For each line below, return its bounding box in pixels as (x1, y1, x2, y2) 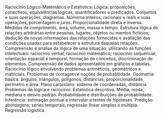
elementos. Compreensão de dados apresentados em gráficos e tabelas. (5, 61, 151, 67)
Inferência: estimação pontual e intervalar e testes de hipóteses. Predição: (5, 97, 154, 102)
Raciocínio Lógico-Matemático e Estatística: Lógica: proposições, (5, 4, 136, 10)
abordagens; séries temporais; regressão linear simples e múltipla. (5, 102, 139, 108)
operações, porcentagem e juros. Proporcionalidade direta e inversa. (5, 19, 143, 25)
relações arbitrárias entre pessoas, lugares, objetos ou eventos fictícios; (5, 30, 150, 35)
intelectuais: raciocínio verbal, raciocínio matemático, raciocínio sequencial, (5, 51, 157, 56)
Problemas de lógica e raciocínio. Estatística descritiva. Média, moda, (5, 87, 145, 92)
